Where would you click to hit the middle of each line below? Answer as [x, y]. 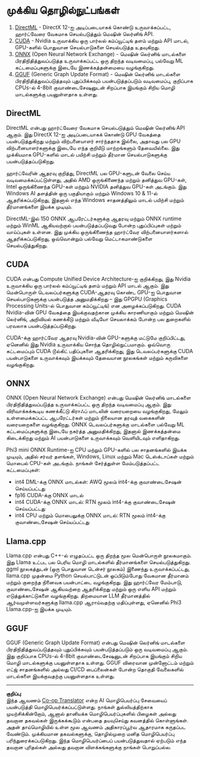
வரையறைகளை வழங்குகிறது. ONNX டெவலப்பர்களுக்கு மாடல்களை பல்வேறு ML [95, 425]
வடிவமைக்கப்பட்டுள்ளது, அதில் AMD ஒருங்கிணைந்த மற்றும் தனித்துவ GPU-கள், [96, 180]
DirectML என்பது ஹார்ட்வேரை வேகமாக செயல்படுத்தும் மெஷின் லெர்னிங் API [96, 127]
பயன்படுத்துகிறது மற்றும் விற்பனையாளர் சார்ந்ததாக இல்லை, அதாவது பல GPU [93, 141]
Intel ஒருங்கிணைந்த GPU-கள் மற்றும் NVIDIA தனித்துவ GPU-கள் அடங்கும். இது [96, 186]
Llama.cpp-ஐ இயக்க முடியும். [39, 609]
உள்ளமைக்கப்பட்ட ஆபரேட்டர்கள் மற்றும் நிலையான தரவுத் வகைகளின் [85, 418]
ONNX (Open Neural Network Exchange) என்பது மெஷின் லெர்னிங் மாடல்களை [99, 398]
